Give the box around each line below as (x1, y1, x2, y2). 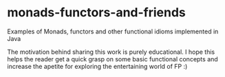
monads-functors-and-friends (7, 5, 186, 20)
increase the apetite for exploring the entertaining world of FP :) (7, 62, 188, 70)
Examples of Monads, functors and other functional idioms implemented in (7, 27, 219, 35)
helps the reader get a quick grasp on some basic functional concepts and (7, 55, 218, 63)
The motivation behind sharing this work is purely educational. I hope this (7, 48, 215, 56)
